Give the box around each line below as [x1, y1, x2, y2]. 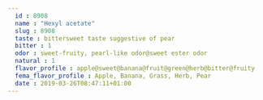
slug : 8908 [15, 27, 56, 35]
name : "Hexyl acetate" [15, 19, 95, 27]
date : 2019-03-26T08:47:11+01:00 [15, 79, 131, 87]
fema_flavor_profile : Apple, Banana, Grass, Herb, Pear [15, 72, 212, 80]
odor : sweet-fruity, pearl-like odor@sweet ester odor [15, 49, 208, 57]
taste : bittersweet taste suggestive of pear [15, 34, 175, 43]
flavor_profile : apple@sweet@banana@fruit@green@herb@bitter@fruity [15, 65, 255, 73]
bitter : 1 [15, 42, 52, 50]
